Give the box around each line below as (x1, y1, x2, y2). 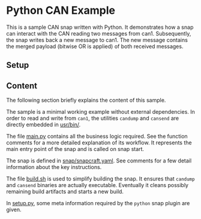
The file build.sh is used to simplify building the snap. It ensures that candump (6, 175, 195, 182)
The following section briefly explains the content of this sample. (6, 97, 166, 104)
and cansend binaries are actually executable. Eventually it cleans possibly (6, 182, 189, 189)
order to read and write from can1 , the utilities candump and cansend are (6, 115, 179, 122)
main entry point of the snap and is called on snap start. (6, 146, 145, 153)
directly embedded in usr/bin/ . (6, 121, 81, 128)
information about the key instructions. (6, 164, 102, 171)
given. (6, 206, 22, 214)
